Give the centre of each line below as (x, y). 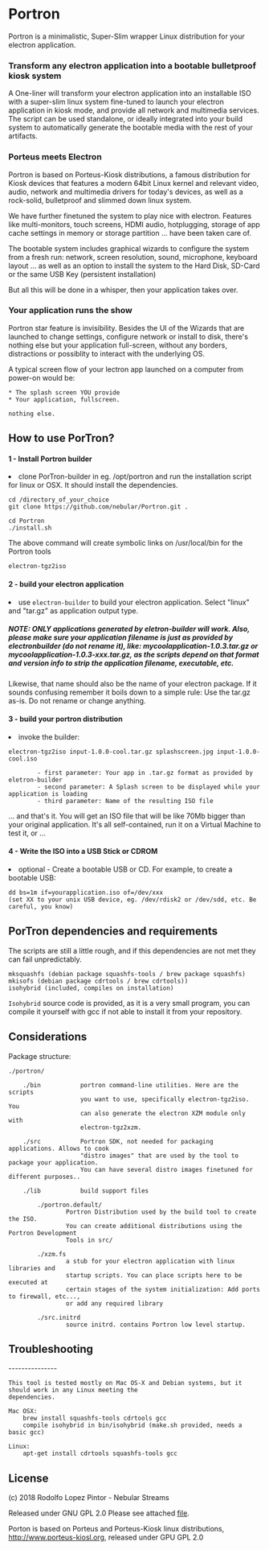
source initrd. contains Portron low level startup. (156, 1325)
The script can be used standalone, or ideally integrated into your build (126, 119)
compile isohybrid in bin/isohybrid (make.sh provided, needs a (132, 1425)
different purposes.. (45, 1177)
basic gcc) (26, 1433)
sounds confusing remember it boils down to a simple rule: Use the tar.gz (130, 692)
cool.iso (23, 759)
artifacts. (23, 136)
